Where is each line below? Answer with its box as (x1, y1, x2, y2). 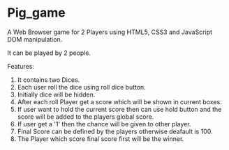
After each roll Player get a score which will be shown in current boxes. (17, 97, 222, 106)
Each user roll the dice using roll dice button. (17, 83, 147, 91)
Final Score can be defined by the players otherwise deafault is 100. (17, 127, 213, 135)
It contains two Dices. (17, 75, 80, 84)
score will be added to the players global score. (17, 112, 154, 121)
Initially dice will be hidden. (17, 90, 96, 99)
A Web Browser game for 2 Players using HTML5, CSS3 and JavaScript (7, 28, 213, 36)
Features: (7, 62, 35, 70)
